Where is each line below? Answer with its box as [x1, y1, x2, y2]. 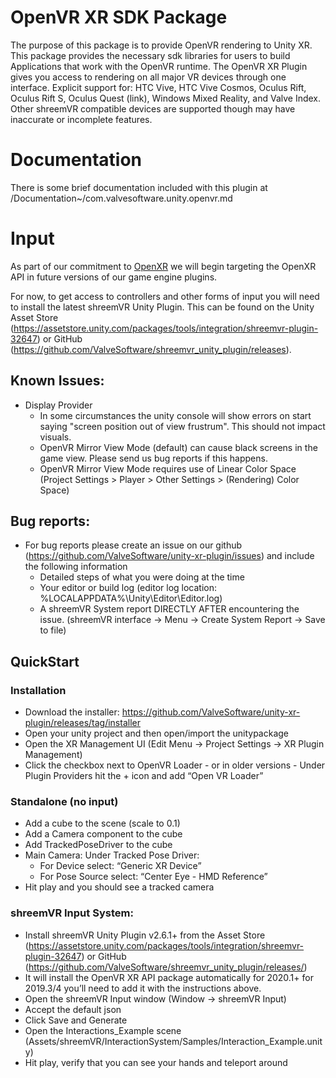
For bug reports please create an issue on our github [24, 539, 243, 551]
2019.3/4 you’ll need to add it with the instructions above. [24, 982, 262, 994]
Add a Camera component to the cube [24, 828, 183, 840]
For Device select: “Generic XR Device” [39, 860, 202, 872]
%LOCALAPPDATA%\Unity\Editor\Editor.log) [39, 592, 223, 605]
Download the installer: [24, 706, 120, 718]
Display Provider [24, 399, 93, 411]
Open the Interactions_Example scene [24, 1024, 182, 1036]
